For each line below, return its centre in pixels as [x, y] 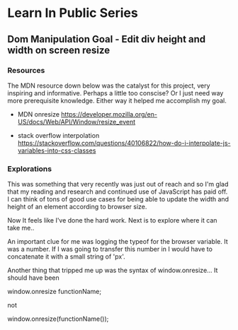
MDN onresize [39, 114]
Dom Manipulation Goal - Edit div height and [107, 39]
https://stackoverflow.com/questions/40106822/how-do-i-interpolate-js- [124, 143]
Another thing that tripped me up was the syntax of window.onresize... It [113, 271]
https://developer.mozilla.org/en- [109, 114]
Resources [26, 70]
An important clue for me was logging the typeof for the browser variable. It [118, 242]
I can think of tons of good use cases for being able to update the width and [118, 199]
